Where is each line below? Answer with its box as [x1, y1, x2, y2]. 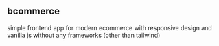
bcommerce [7, 5, 60, 17]
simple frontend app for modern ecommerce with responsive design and [7, 23, 213, 32]
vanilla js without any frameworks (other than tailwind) [7, 31, 161, 39]
